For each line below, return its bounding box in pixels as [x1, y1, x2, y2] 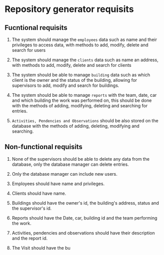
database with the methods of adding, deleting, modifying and [11, 123, 140, 129]
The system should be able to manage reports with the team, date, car [11, 92, 157, 98]
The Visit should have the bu [11, 245, 71, 251]
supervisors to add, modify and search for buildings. [11, 82, 120, 88]
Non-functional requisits [4, 143, 83, 151]
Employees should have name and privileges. [11, 181, 105, 187]
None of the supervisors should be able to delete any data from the [11, 156, 150, 162]
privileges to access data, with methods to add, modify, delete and [11, 42, 149, 48]
